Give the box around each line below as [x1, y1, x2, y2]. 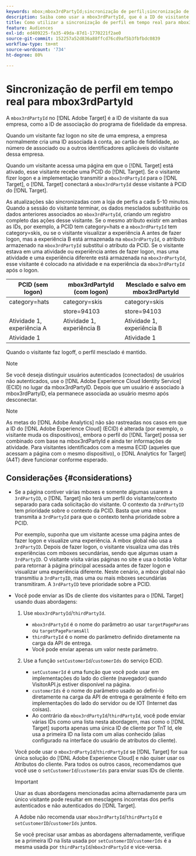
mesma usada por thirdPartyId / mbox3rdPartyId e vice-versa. [14, 844, 162, 851]
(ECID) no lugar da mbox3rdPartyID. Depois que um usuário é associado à [6, 384, 184, 391]
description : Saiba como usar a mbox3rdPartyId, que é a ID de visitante [6, 14, 190, 20]
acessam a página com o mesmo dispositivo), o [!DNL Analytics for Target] [6, 450, 186, 457]
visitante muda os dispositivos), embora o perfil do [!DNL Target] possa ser [6, 431, 187, 438]
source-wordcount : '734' [6, 47, 66, 53]
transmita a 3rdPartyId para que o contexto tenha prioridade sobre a [14, 513, 180, 521]
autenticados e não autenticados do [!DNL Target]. [14, 802, 136, 809]
